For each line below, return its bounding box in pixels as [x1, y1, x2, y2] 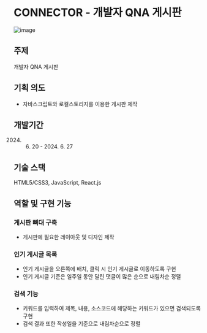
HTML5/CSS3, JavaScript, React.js [13, 179, 102, 186]
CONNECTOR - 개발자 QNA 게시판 [13, 6, 182, 20]
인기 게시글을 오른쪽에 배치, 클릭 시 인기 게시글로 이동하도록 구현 [22, 265, 176, 273]
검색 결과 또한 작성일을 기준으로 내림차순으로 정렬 [22, 320, 141, 327]
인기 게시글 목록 [13, 250, 58, 258]
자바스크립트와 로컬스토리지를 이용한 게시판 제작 [22, 100, 138, 107]
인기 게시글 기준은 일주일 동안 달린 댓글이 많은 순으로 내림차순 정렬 [22, 273, 181, 280]
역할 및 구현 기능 [13, 198, 72, 209]
